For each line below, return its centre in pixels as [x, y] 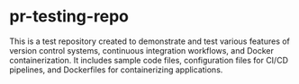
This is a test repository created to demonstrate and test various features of [150, 41]
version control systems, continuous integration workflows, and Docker [142, 50]
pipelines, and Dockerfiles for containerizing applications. [116, 70]
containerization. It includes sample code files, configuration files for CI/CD [149, 60]
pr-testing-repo [69, 17]
